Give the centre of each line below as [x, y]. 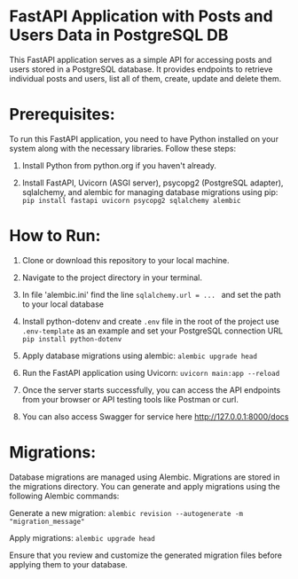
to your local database [63, 304]
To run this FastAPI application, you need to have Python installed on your [144, 138]
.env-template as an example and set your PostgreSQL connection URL [153, 331]
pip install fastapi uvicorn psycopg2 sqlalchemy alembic [131, 200]
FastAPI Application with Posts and [141, 16]
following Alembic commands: [64, 496]
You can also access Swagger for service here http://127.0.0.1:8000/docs [155, 416]
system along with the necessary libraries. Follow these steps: [123, 148]
